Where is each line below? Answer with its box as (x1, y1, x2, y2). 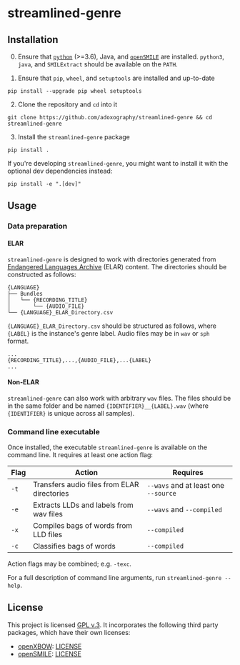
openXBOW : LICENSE (17, 641, 82, 651)
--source (146, 489, 177, 498)
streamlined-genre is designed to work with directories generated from (7, 255, 216, 264)
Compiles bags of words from (33, 521, 133, 531)
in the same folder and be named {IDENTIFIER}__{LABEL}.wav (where (7, 401, 209, 410)
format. (7, 336, 29, 345)
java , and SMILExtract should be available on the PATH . (17, 60, 178, 69)
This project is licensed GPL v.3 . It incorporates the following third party (7, 620, 219, 629)
